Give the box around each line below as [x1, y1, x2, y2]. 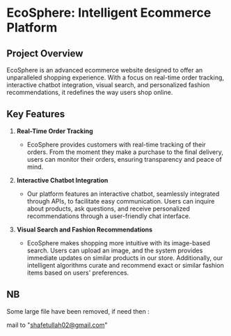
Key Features [6, 108, 65, 120]
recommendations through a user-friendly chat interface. [26, 211, 191, 220]
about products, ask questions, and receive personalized [26, 204, 191, 213]
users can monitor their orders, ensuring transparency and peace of [26, 155, 222, 163]
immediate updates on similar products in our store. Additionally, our [26, 253, 223, 262]
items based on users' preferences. [26, 268, 129, 277]
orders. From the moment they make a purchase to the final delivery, [26, 148, 223, 156]
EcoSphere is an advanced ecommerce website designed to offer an [6, 66, 203, 74]
